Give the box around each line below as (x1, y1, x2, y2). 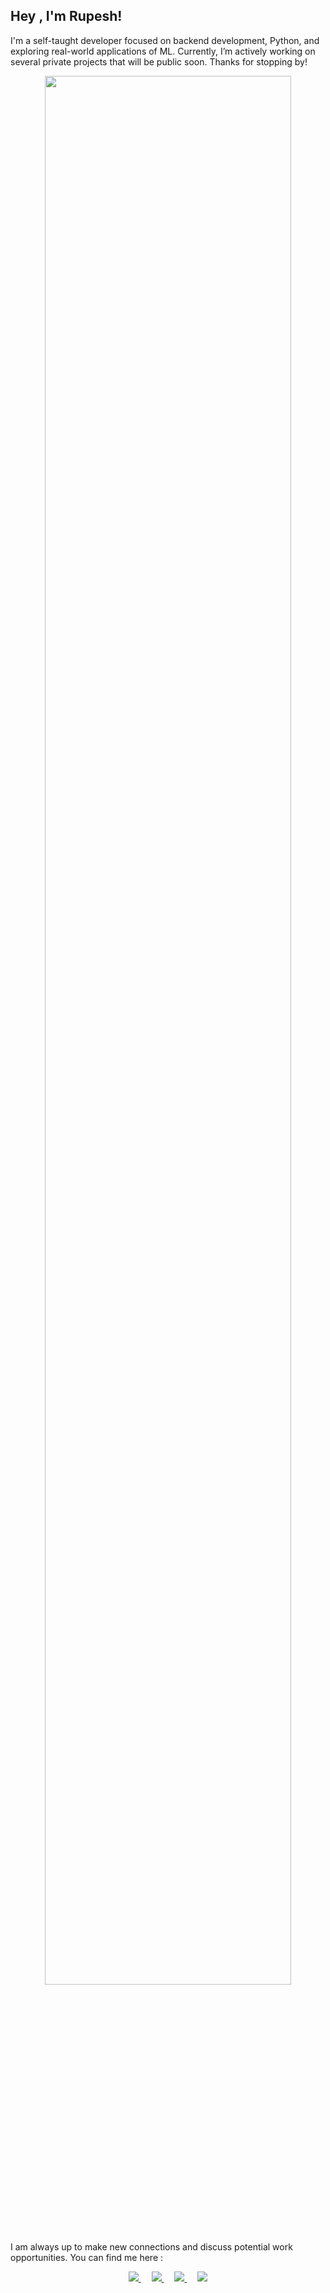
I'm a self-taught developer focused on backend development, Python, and (10, 34, 320, 46)
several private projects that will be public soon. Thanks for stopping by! (10, 55, 308, 68)
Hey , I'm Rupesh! (10, 8, 123, 25)
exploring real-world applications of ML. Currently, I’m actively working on (10, 45, 316, 57)
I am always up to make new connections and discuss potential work (10, 2241, 293, 2253)
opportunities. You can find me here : (10, 2252, 164, 2264)
